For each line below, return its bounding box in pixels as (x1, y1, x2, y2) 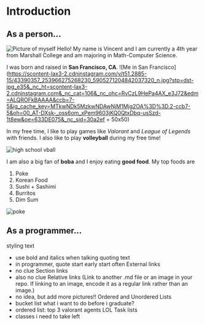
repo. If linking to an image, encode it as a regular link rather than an (15, 280, 188, 287)
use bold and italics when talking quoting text (15, 254, 130, 261)
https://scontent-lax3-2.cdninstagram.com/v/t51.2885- (8, 70, 147, 77)
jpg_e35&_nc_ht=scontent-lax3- (6, 83, 88, 90)
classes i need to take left (15, 312, 80, 320)
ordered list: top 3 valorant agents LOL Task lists (15, 306, 138, 313)
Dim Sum (15, 196, 39, 203)
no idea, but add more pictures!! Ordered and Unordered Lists (15, 293, 172, 300)
